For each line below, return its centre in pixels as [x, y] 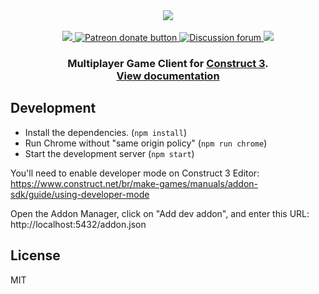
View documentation [168, 76]
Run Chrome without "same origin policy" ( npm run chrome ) [146, 143]
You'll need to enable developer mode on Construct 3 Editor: [135, 173]
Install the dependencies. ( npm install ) [106, 132]
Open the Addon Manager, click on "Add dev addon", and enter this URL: [160, 213]
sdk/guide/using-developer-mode [80, 194]
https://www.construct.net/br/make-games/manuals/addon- [134, 183]
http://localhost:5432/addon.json [78, 224]
